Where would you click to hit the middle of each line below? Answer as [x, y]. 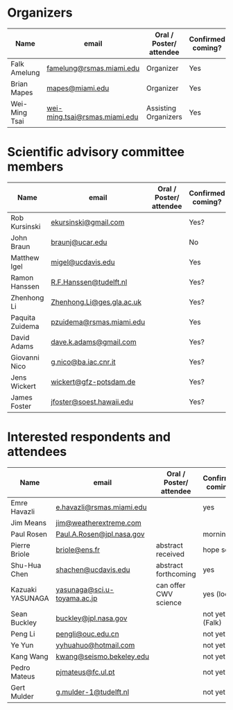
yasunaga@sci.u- [85, 589]
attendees [37, 452]
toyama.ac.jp [77, 598]
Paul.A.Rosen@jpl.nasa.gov [100, 534]
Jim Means [29, 523]
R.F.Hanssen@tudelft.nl [89, 282]
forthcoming [176, 574]
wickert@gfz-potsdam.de [93, 382]
